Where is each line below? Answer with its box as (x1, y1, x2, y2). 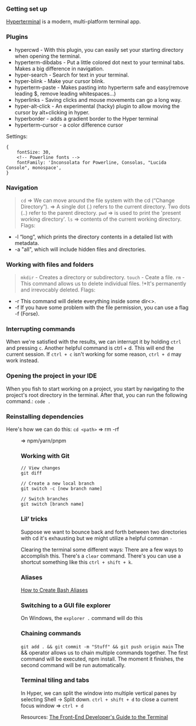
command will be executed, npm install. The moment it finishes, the (21, 655, 184, 662)
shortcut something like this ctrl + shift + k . (21, 558, 133, 565)
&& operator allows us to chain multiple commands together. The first (21, 649, 188, 656)
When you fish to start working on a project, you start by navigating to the (6, 385, 185, 392)
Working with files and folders (6, 260, 94, 268)
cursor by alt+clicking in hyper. (14, 108, 90, 116)
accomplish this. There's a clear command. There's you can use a (21, 552, 181, 559)
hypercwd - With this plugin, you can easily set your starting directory (14, 46, 184, 53)
